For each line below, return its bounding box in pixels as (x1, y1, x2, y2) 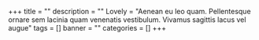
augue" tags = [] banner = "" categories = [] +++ (8, 24, 167, 32)
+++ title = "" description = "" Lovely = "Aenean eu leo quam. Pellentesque (8, 7, 251, 16)
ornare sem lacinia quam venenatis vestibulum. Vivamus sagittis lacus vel (8, 15, 246, 24)
